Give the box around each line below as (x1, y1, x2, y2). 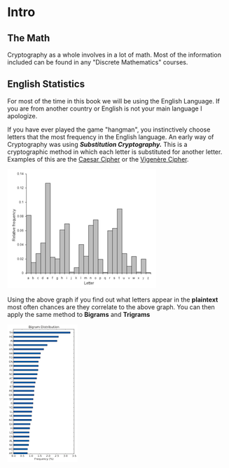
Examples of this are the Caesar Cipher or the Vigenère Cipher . (7, 155, 189, 163)
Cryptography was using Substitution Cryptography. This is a (7, 140, 188, 148)
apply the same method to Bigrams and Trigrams (7, 310, 151, 318)
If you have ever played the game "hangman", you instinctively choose (7, 125, 211, 134)
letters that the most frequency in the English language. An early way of (7, 132, 214, 141)
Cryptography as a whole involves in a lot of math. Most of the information (7, 50, 222, 59)
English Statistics (7, 78, 85, 90)
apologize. (7, 111, 38, 120)
